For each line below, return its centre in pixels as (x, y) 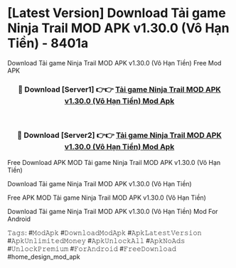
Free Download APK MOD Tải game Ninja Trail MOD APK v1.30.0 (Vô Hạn (114, 162)
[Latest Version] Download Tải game (117, 13)
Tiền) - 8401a (48, 43)
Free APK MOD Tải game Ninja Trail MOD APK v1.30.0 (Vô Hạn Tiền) (107, 198)
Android (19, 219)
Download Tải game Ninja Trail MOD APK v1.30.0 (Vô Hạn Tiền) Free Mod (114, 63)
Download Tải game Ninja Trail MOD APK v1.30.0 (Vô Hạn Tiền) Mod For (113, 211)
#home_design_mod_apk (44, 257)
